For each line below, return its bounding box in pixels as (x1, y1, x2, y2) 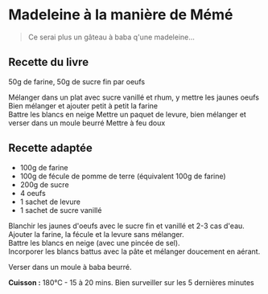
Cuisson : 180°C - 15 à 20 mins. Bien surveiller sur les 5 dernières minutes (8, 277, 255, 287)
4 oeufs (19, 188, 46, 198)
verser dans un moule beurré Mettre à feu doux (8, 118, 166, 128)
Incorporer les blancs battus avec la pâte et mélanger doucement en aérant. (8, 247, 261, 256)
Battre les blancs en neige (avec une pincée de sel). (8, 238, 180, 247)
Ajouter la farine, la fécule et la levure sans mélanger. (8, 229, 185, 239)
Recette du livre (8, 55, 89, 69)
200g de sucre (19, 179, 70, 190)
